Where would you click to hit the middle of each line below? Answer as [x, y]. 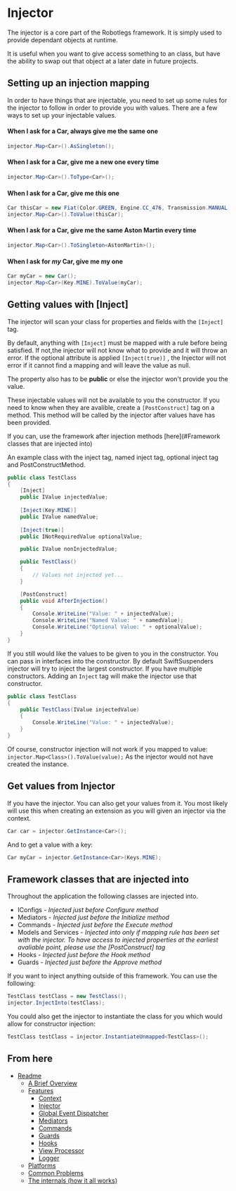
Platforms [42, 1165]
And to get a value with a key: [50, 844]
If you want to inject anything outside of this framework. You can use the [112, 976]
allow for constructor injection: [52, 1024]
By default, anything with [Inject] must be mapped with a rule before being [117, 342]
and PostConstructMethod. [46, 464]
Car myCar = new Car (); [42, 276]
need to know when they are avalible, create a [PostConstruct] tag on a [111, 407]
